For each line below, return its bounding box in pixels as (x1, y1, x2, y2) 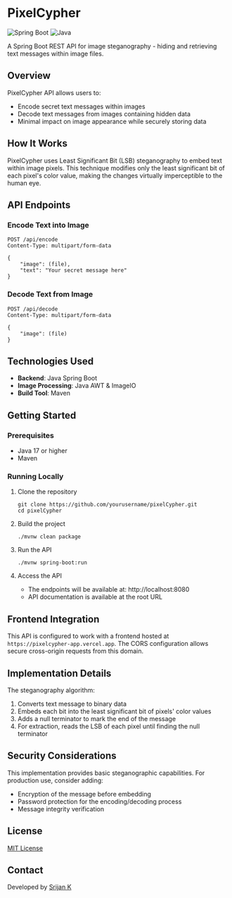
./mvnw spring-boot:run (17, 559, 88, 566)
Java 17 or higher (17, 447, 68, 455)
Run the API (17, 546, 52, 554)
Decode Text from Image (7, 289, 94, 299)
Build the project (17, 520, 65, 528)
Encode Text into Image (7, 220, 89, 230)
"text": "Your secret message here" (20, 267, 128, 274)
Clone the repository (17, 487, 77, 496)
